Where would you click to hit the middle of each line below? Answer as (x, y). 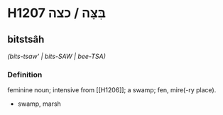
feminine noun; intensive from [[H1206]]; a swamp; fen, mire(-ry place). (112, 90)
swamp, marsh (39, 104)
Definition (25, 75)
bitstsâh (26, 39)
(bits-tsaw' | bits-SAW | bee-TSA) (57, 56)
